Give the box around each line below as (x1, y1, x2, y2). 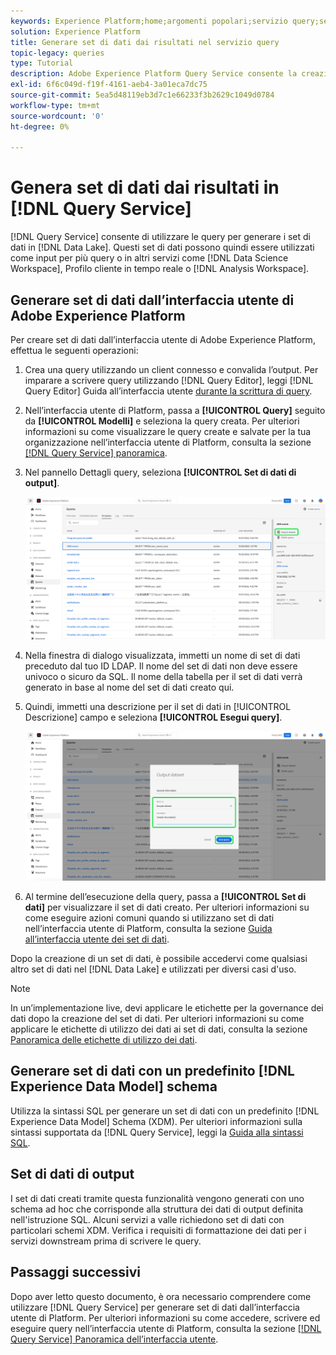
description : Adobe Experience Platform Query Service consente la (10, 69, 298, 79)
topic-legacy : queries (10, 48, 105, 58)
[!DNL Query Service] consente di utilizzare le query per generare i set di (10, 231, 311, 243)
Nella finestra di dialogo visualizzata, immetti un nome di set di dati (24, 650, 301, 662)
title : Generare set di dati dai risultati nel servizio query (10, 37, 280, 47)
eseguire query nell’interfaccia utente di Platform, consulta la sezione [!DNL (10, 1322, 322, 1334)
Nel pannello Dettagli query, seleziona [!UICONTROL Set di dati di (24, 466, 297, 478)
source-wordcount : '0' (10, 111, 105, 121)
